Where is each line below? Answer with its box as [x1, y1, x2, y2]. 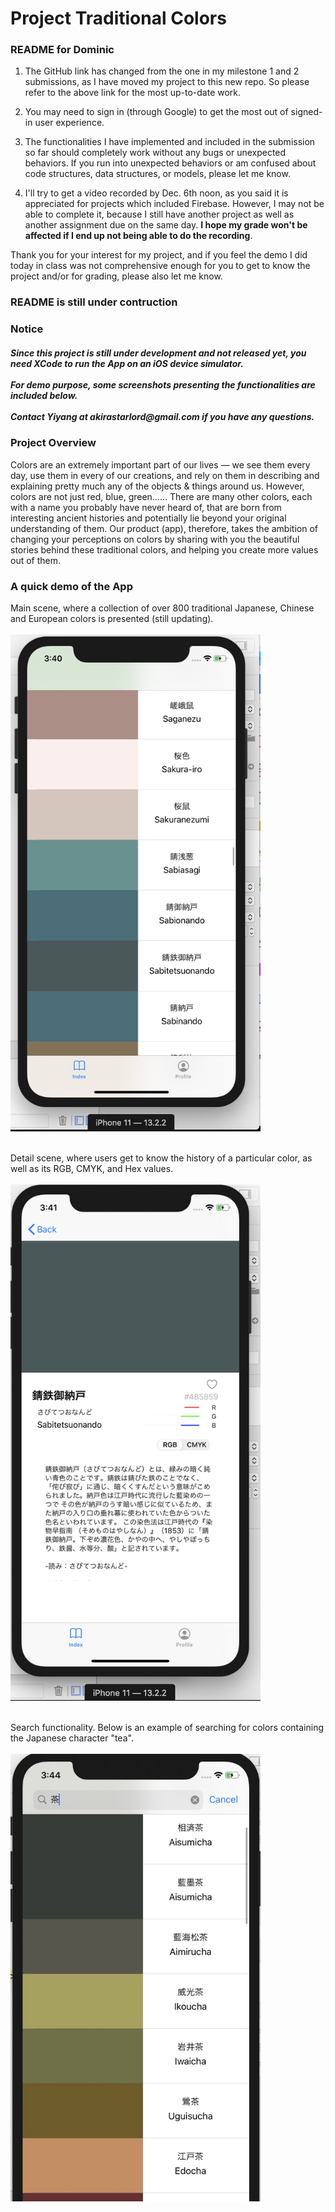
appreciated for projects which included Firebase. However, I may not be [24, 198, 325, 210]
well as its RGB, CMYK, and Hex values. [10, 1163, 174, 1175]
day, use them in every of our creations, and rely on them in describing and [10, 469, 320, 481]
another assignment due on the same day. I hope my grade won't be [24, 219, 308, 231]
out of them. [10, 554, 62, 566]
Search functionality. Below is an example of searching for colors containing [10, 1722, 324, 1734]
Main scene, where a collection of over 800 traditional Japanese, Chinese [10, 602, 315, 614]
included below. [10, 389, 78, 401]
